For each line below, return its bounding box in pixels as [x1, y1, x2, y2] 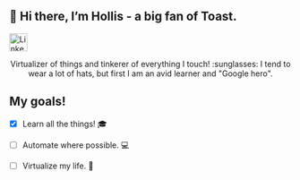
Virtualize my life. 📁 [21, 160, 94, 171]
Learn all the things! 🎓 [21, 118, 107, 129]
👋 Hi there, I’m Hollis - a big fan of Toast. [9, 9, 237, 24]
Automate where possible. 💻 [21, 140, 130, 150]
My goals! [9, 94, 66, 109]
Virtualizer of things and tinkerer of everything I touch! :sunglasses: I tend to [10, 58, 291, 69]
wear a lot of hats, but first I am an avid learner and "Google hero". [28, 68, 273, 79]
